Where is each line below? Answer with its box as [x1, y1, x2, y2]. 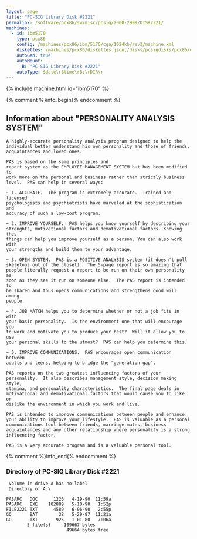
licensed [6, 195, 28, 201]
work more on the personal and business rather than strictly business [6, 174, 185, 180]
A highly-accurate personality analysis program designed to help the [6, 138, 182, 144]
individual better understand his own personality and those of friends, [6, 144, 191, 150]
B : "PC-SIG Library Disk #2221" [21, 63, 101, 70]
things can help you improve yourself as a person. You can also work [6, 236, 182, 242]
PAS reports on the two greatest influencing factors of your [6, 371, 161, 376]
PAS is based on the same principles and [6, 159, 109, 165]
